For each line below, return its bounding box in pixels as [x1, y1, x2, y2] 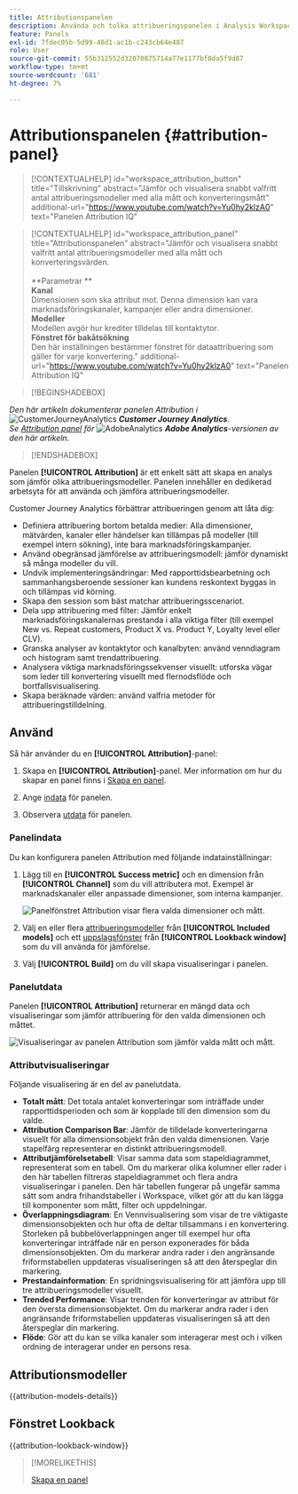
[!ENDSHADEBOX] [30, 449, 98, 460]
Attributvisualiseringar [9, 1058, 110, 1071]
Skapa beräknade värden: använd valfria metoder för [21, 690, 216, 700]
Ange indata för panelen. [21, 792, 114, 803]
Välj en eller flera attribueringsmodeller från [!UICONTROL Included [21, 922, 271, 933]
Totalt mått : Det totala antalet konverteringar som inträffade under [21, 1096, 264, 1107]
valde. [21, 1115, 45, 1126]
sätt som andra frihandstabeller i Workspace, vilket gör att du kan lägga [21, 1190, 284, 1201]
